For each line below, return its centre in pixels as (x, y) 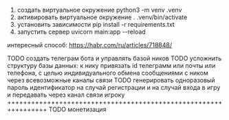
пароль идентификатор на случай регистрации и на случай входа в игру (114, 87)
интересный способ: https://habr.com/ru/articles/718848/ (90, 45)
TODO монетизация (77, 109)
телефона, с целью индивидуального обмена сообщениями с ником (108, 73)
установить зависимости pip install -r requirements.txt (96, 24)
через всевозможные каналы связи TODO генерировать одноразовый (111, 80)
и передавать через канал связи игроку (66, 95)
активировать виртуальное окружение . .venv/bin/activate (102, 17)
